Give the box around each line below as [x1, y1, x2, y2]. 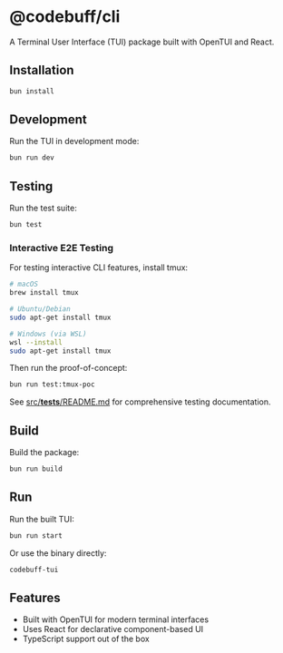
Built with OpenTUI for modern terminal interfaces [22, 614, 210, 625]
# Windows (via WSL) [9, 329, 88, 338]
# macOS [9, 279, 39, 289]
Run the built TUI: [9, 513, 75, 524]
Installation [9, 63, 74, 78]
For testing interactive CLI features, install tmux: [9, 262, 189, 273]
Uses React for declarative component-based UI [22, 624, 204, 635]
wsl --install [9, 337, 63, 346]
